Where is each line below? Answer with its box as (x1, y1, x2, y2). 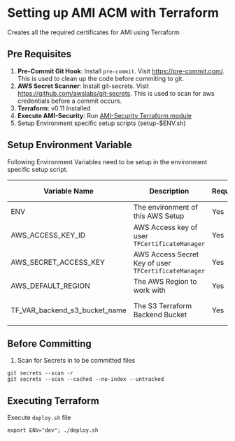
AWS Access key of (133, 222, 198, 232)
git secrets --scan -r (7, 370, 73, 377)
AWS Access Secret (133, 250, 199, 259)
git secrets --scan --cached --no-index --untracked (7, 376, 164, 383)
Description (149, 186, 190, 196)
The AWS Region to (133, 276, 197, 286)
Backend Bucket (133, 310, 187, 319)
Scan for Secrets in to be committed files (17, 356, 136, 365)
